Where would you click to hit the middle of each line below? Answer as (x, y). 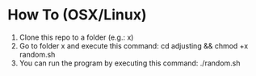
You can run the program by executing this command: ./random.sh (130, 63)
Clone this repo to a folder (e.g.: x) (76, 37)
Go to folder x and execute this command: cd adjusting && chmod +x (134, 45)
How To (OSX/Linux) (77, 15)
